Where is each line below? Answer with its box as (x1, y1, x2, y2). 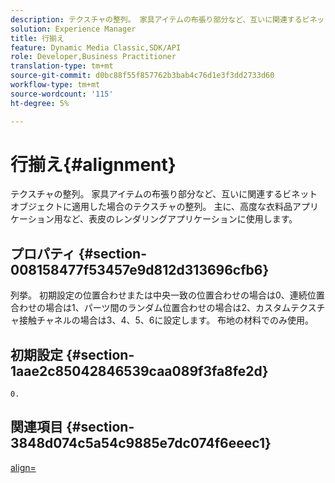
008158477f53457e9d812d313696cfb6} (10, 261, 270, 278)
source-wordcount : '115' (10, 89, 114, 99)
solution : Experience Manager (10, 24, 137, 34)
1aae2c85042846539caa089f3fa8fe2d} (10, 362, 269, 380)
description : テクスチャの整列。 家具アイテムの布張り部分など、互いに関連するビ (10, 14, 310, 25)
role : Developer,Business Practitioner (10, 52, 177, 62)
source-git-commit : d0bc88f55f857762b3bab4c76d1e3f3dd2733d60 (10, 71, 275, 81)
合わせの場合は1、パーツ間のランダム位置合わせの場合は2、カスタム (10, 302, 291, 314)
